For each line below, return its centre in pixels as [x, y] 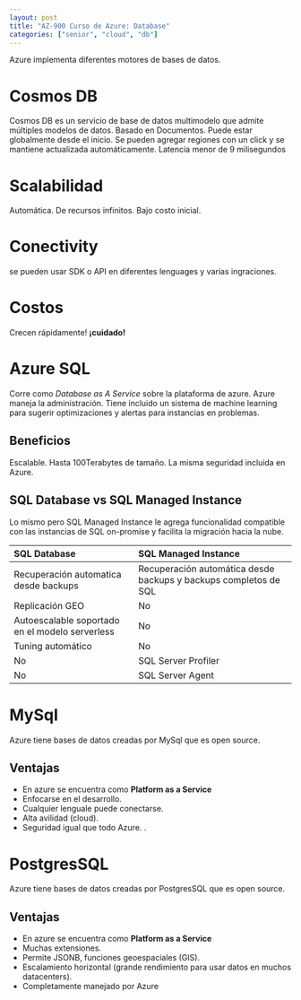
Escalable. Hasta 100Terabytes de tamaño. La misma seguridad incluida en [147, 462]
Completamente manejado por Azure [90, 987]
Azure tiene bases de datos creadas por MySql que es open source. [135, 740]
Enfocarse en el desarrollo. [72, 799]
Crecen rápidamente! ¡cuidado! [68, 333]
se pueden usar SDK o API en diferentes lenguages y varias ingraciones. [143, 272]
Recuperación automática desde [206, 569]
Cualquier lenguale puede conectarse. [93, 809]
